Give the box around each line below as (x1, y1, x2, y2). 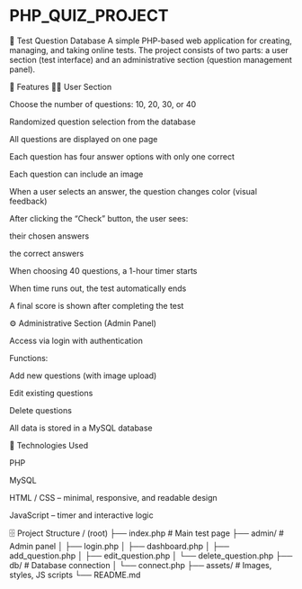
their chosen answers (9, 231, 90, 241)
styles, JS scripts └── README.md (9, 569, 141, 580)
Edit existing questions (9, 387, 93, 398)
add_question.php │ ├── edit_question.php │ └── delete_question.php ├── (9, 550, 293, 561)
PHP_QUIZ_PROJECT (9, 5, 169, 26)
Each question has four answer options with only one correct (9, 150, 235, 162)
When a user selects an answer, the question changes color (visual (9, 186, 258, 196)
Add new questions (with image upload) (9, 370, 157, 381)
